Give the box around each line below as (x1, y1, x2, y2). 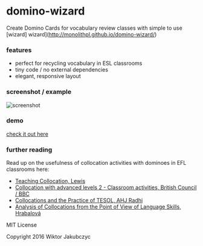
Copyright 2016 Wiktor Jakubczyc (6, 233, 91, 241)
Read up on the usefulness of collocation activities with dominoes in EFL (6, 159, 187, 167)
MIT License (6, 221, 37, 228)
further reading (6, 145, 53, 154)
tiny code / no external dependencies (14, 66, 109, 73)
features (6, 45, 32, 54)
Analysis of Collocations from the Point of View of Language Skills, (14, 203, 181, 210)
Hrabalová (14, 210, 41, 217)
